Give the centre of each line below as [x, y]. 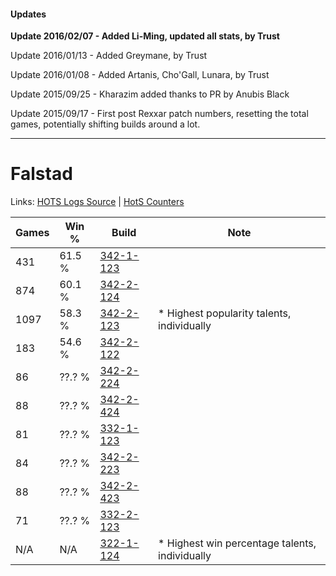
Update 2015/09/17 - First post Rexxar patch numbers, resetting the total [159, 114]
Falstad [41, 174]
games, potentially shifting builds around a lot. [105, 124]
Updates [28, 14]
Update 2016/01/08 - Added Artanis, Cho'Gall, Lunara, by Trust [140, 75]
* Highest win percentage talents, [237, 543]
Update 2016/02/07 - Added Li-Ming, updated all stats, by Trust [145, 36]
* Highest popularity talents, [225, 313]
